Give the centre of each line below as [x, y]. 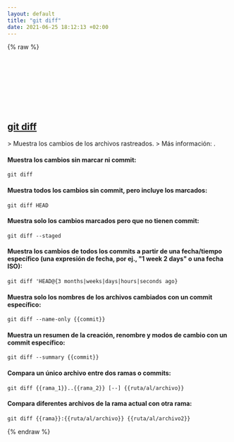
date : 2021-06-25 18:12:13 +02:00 [58, 27]
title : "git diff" [34, 20]
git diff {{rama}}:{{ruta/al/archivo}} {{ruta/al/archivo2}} [99, 418]
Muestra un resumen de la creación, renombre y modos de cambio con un [117, 335]
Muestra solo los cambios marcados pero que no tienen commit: [103, 221]
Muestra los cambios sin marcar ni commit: [72, 160]
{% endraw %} [29, 431]
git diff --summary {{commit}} [53, 357]
